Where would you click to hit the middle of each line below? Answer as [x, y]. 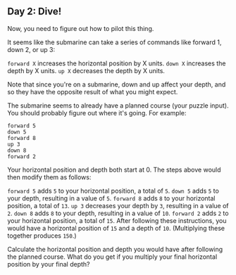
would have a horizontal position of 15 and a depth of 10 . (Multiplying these [116, 228]
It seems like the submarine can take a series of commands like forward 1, [114, 42]
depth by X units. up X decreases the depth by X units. [86, 70]
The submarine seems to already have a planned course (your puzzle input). [118, 105]
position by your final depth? [49, 264]
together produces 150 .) [42, 236]
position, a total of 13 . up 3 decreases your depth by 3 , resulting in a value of [118, 205]
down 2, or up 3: [31, 49]
